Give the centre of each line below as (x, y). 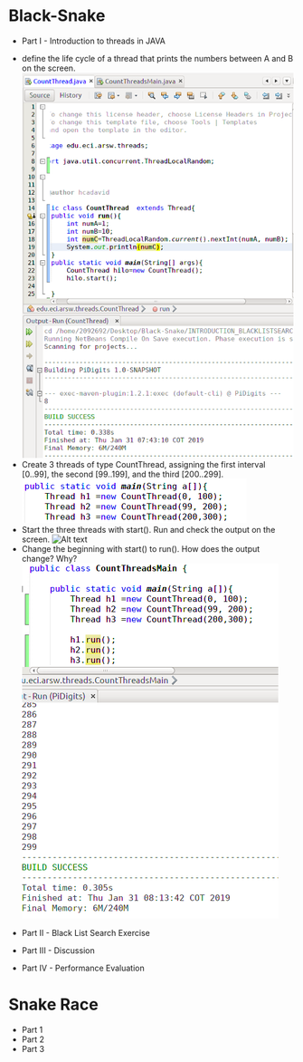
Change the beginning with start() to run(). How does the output (141, 548)
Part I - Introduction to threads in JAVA (94, 41)
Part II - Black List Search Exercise (85, 932)
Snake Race (53, 1004)
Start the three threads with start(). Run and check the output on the (148, 529)
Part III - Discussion (58, 950)
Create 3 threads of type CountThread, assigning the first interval (143, 464)
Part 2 (33, 1039)
